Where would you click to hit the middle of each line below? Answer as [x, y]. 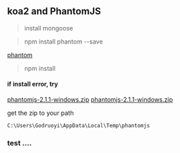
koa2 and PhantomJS [54, 11]
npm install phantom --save [63, 42]
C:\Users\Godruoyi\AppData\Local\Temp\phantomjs [79, 126]
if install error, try [33, 84]
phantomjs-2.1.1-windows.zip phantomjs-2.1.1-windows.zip [90, 100]
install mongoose [48, 28]
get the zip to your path [40, 113]
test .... [20, 143]
